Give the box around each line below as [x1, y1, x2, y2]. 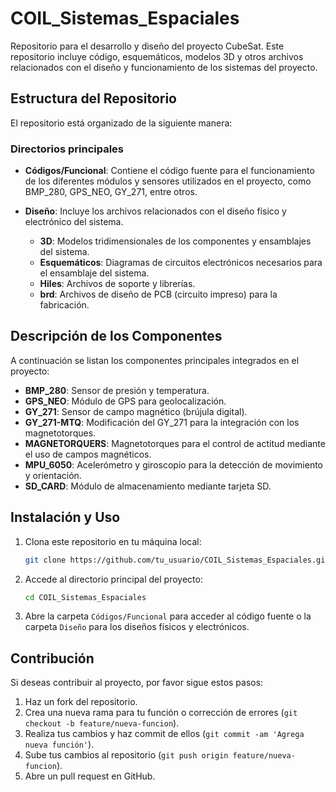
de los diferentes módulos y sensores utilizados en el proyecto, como [24, 175, 312, 187]
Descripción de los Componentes [10, 328, 223, 345]
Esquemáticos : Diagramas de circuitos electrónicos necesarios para [39, 257, 323, 269]
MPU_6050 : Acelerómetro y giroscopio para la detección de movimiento [24, 458, 324, 471]
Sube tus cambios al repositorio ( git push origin [24, 749, 229, 761]
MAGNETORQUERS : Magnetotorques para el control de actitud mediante [24, 437, 326, 449]
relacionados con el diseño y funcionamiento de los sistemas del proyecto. [10, 61, 318, 73]
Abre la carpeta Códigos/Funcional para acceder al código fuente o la [24, 610, 312, 622]
